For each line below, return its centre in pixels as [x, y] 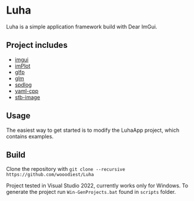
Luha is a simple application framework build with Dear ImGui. [82, 27]
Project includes [37, 45]
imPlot [23, 66]
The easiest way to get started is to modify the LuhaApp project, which [93, 130]
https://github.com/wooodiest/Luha [50, 175]
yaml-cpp [26, 91]
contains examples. [30, 136]
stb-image [27, 97]
